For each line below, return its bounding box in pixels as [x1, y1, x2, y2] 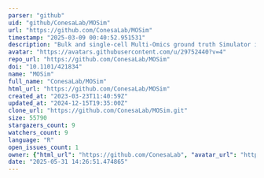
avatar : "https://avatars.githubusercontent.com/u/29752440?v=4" [8, 48, 226, 56]
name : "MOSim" [8, 70, 55, 78]
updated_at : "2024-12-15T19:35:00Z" [8, 99, 128, 107]
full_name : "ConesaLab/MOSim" [8, 77, 108, 85]
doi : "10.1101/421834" [8, 63, 82, 71]
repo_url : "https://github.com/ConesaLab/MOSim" [8, 56, 170, 64]
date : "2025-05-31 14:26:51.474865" [8, 158, 128, 166]
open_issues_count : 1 [8, 143, 79, 151]
